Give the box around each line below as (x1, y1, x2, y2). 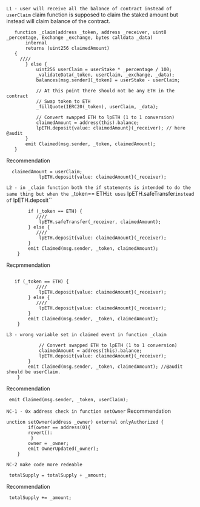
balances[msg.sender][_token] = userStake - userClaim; (36, 77, 181, 83)
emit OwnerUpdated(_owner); (28, 446, 99, 452)
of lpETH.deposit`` (6, 196, 53, 204)
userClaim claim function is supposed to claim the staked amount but (6, 11, 179, 18)
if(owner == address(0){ (28, 424, 91, 430)
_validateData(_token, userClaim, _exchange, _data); (36, 72, 175, 78)
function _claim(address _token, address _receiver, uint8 (14, 29, 167, 35)
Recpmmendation (6, 261, 50, 269)
